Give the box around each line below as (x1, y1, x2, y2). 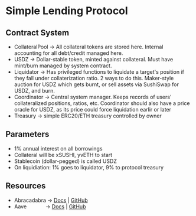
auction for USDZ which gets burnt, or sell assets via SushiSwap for (14, 81, 179, 88)
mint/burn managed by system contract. (14, 62, 112, 69)
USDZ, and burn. (14, 87, 55, 94)
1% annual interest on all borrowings (14, 145, 103, 152)
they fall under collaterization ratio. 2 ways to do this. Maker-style (14, 75, 174, 81)
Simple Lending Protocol (5, 4, 128, 18)
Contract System (5, 28, 69, 38)
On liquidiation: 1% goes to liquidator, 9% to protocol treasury (14, 163, 164, 171)
